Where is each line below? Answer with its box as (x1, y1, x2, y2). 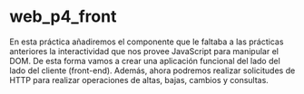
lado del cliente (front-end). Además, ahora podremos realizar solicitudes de (9, 65, 296, 76)
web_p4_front (9, 6, 117, 27)
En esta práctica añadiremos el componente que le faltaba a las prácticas (9, 36, 284, 47)
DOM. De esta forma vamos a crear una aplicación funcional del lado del (9, 55, 281, 66)
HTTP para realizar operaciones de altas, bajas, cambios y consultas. (9, 74, 270, 85)
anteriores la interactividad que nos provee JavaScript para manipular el (9, 45, 279, 56)
